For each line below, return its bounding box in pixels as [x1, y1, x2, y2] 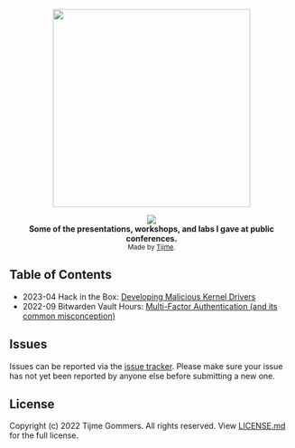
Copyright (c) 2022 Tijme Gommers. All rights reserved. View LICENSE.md [9, 421, 286, 432]
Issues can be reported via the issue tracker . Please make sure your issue [9, 360, 283, 371]
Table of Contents [9, 267, 113, 282]
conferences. [125, 234, 178, 243]
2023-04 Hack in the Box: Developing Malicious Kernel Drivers [22, 291, 256, 302]
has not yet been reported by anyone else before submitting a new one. [9, 370, 275, 381]
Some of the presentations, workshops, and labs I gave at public [28, 224, 275, 234]
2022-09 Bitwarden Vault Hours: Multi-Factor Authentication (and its [22, 300, 278, 311]
